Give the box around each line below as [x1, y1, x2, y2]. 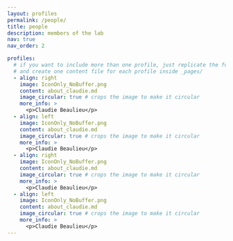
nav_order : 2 [7, 42, 45, 49]
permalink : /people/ [7, 17, 67, 24]
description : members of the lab [7, 29, 104, 37]
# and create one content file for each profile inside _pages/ [13, 67, 203, 75]
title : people [7, 23, 49, 30]
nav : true [7, 36, 36, 43]
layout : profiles [7, 10, 58, 17]
